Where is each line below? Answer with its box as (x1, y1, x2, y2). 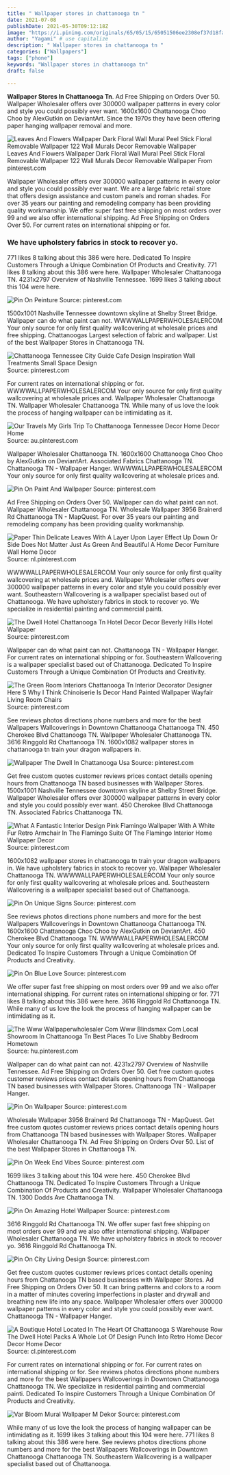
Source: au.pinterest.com (7, 436, 79, 444)
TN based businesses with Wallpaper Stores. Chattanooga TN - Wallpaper (7, 1082, 216, 1090)
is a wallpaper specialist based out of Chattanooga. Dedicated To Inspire (7, 660, 212, 668)
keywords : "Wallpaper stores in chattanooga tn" (7, 61, 149, 68)
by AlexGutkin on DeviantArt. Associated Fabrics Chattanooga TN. (7, 456, 194, 465)
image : (7, 29, 26, 36)
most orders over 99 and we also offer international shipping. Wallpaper (7, 1227, 210, 1235)
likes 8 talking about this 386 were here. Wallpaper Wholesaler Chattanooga (7, 268, 222, 276)
